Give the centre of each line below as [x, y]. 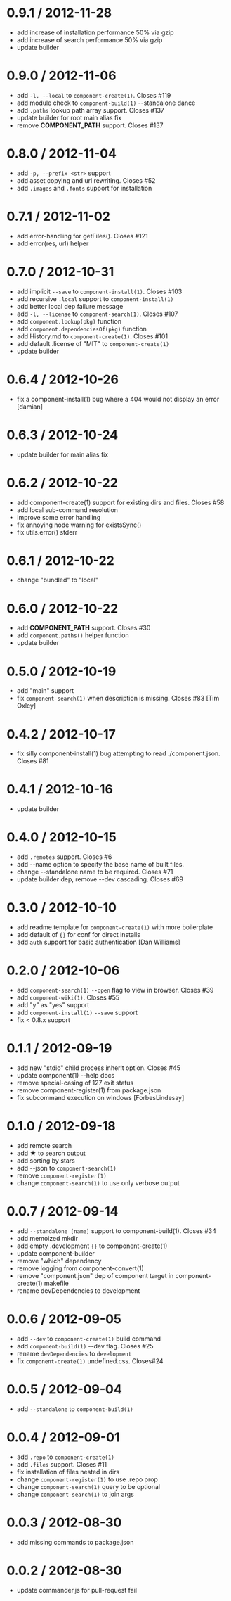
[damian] [30, 407]
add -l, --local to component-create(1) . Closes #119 [94, 95]
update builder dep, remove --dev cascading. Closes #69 [100, 879]
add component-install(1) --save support [77, 1012]
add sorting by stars [46, 1160]
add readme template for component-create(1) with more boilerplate [115, 927]
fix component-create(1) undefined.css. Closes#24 [90, 1361]
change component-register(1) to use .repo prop [87, 1479]
